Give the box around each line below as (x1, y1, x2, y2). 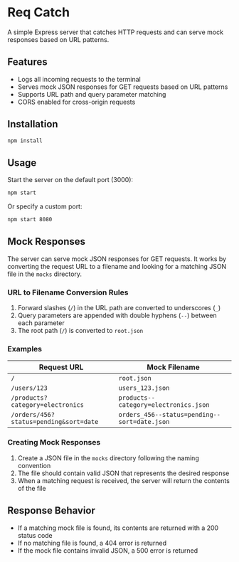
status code (17, 531, 53, 539)
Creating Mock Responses (7, 438, 101, 447)
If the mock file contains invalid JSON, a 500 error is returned (17, 546, 198, 555)
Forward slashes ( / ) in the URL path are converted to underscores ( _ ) (17, 304, 221, 312)
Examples (7, 344, 43, 354)
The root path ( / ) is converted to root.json (17, 327, 144, 335)
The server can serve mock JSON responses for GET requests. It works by (7, 254, 226, 263)
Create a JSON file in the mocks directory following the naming (17, 453, 199, 462)
